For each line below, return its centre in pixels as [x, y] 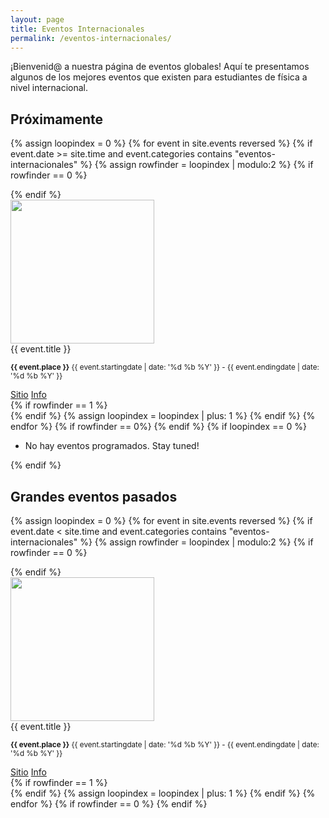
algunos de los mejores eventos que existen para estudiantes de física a [159, 77]
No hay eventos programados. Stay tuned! [112, 446]
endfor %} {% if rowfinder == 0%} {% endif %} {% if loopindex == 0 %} [158, 427]
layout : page [37, 19]
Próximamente [57, 119]
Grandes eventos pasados [94, 496]
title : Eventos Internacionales [77, 29]
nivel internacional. [49, 88]
